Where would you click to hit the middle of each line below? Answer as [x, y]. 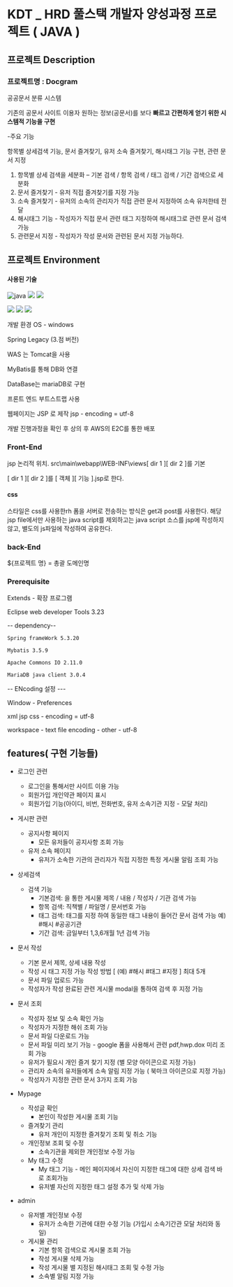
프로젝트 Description [51, 60]
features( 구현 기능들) [53, 753]
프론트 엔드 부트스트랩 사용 [44, 399]
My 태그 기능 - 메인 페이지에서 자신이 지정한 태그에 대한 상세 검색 [127, 1169]
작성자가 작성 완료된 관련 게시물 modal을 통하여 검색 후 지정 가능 [115, 989]
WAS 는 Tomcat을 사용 [39, 354]
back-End [24, 547]
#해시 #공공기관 [60, 924]
